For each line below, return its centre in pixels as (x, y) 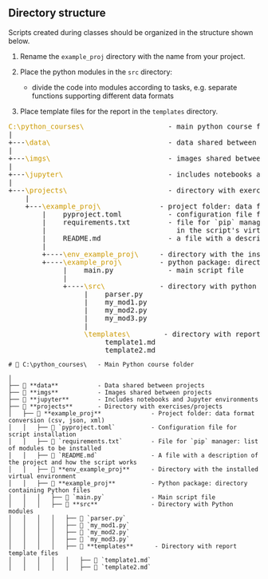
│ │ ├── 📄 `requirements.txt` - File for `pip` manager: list (134, 441)
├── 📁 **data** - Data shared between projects (106, 385)
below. (19, 41)
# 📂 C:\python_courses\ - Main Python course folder (101, 364)
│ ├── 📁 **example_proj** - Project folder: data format (132, 413)
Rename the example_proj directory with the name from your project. (132, 56)
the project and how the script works (73, 462)
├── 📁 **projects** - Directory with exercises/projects (116, 406)
